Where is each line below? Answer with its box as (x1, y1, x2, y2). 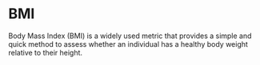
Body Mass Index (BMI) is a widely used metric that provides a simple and (8, 31, 252, 40)
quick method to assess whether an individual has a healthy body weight (8, 39, 248, 48)
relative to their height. (8, 48, 82, 57)
